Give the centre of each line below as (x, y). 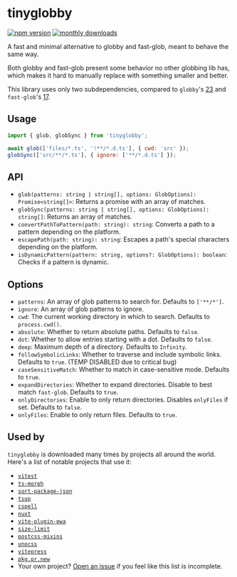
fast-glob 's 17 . (29, 97)
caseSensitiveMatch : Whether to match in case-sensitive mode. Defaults (123, 370)
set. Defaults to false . (50, 407)
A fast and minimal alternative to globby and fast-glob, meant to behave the (118, 46)
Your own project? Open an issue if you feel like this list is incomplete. (120, 566)
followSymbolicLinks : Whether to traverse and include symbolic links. (120, 354)
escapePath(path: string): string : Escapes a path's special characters (123, 239)
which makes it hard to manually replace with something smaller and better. (118, 75)
